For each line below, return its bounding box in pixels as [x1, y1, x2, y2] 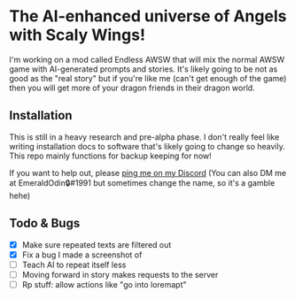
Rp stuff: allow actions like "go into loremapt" [21, 279, 188, 289]
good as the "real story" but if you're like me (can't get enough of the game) [9, 73, 287, 83]
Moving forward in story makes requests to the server [21, 269, 219, 280]
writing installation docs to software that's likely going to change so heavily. [9, 141, 285, 151]
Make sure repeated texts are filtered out [21, 239, 172, 249]
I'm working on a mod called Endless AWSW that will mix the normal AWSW [9, 54, 285, 65]
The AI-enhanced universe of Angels [9, 6, 287, 27]
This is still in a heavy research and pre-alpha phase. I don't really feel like [9, 131, 280, 142]
